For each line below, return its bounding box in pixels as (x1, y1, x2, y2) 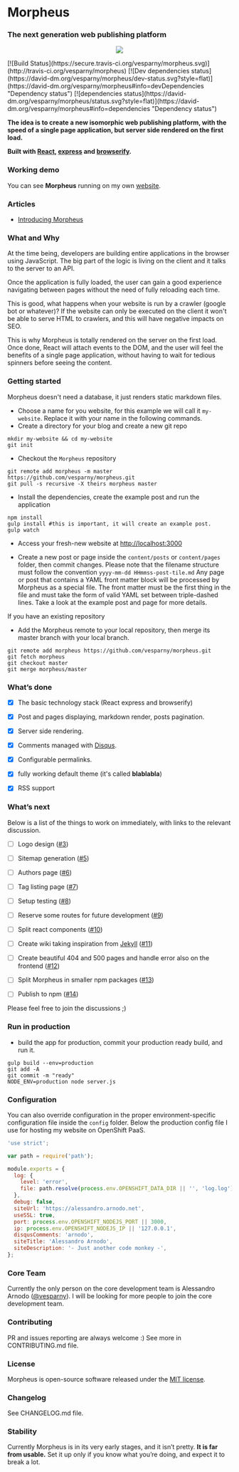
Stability (7, 1426, 38, 1436)
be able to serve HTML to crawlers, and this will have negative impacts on (7, 315, 224, 323)
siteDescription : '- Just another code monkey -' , (14, 1245, 167, 1252)
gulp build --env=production (7, 1059, 94, 1066)
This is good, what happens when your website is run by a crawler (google (7, 300, 226, 308)
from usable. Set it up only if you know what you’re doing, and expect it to (7, 1450, 225, 1459)
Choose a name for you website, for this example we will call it (17, 406, 201, 415)
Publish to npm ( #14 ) (17, 990, 79, 999)
